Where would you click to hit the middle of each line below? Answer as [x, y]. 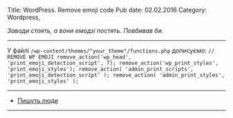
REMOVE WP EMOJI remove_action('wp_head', [69, 57]
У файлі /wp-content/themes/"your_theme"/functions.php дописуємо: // [111, 50]
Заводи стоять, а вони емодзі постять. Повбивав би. [86, 31]
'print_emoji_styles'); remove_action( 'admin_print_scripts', [101, 69]
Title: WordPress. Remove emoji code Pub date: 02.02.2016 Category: [107, 10]
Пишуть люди [38, 100]
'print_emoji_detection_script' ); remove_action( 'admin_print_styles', [116, 75]
